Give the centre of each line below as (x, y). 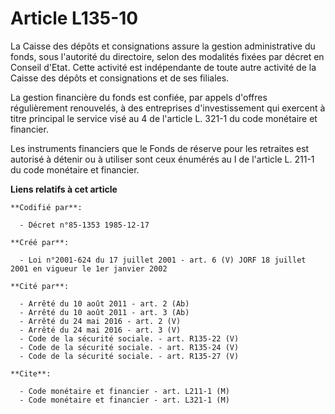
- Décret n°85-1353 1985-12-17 (84, 225)
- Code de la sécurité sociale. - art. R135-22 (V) (129, 338)
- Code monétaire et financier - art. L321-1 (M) (124, 400)
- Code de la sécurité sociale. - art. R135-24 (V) (129, 347)
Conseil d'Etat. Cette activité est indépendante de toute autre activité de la (163, 67)
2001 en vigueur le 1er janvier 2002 (89, 268)
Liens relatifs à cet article (64, 189)
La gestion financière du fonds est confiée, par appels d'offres (139, 97)
